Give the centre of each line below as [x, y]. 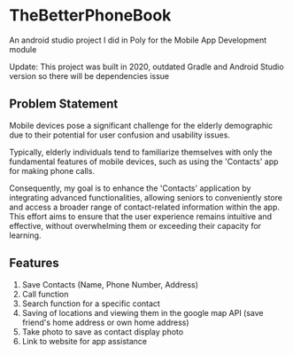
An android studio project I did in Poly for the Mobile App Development [138, 40]
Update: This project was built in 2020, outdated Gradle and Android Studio [147, 67]
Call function [45, 294]
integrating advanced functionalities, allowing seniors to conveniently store [146, 197]
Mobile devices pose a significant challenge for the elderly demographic [141, 125]
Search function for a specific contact [91, 304]
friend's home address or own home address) [105, 322]
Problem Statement [64, 104]
